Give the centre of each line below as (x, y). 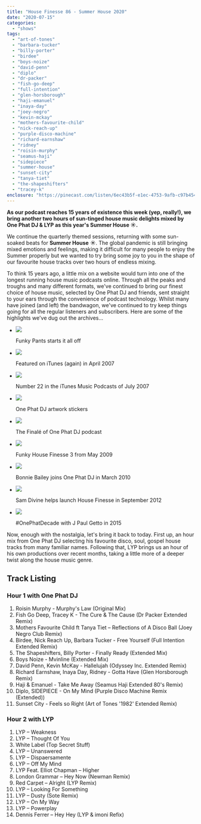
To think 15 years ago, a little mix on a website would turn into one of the (95, 273)
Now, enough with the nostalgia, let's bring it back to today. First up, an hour (101, 534)
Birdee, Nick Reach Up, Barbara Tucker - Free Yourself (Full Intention (100, 641)
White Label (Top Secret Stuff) (53, 745)
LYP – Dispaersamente (43, 758)
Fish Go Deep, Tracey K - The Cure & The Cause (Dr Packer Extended (101, 615)
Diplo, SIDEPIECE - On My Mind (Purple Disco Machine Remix (91, 691)
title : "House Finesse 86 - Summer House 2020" (67, 12)
